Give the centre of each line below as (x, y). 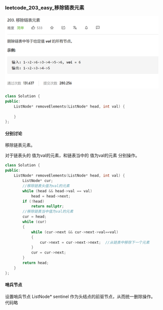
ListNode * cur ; (38, 181)
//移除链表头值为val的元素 (46, 186)
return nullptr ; (47, 206)
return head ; (36, 263)
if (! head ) (34, 201)
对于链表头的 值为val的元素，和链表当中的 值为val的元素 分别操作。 (72, 155)
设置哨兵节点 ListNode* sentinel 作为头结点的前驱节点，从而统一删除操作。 (80, 296)
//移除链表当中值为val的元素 (48, 212)
